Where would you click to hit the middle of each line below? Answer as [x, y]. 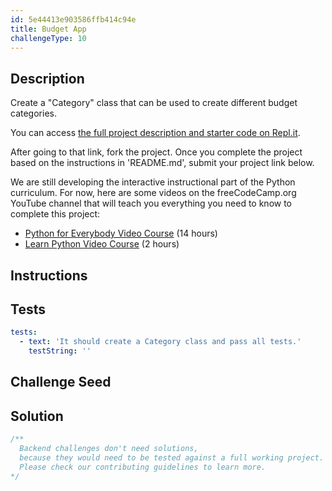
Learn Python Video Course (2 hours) [102, 244]
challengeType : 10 [48, 38]
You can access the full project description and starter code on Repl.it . [155, 133]
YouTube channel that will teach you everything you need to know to [151, 203]
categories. [33, 113]
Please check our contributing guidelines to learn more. [143, 467]
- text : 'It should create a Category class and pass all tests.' [160, 342]
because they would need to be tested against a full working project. [172, 457]
